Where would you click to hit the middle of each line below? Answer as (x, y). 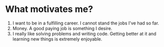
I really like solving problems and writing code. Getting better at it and (84, 33)
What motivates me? (49, 9)
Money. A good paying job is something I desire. (62, 28)
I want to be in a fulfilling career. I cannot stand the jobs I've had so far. (86, 23)
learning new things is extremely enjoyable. (57, 39)
